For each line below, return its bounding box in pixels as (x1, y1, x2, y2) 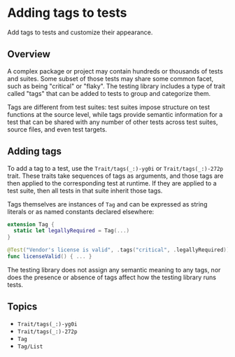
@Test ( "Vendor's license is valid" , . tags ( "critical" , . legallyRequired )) (7, 246, 230, 253)
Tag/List (17, 343, 43, 350)
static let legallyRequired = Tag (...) (13, 227, 130, 234)
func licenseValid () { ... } (7, 253, 92, 260)
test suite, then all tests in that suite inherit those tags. (7, 186, 163, 195)
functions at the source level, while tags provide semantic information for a (7, 110, 223, 118)
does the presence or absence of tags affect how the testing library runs (7, 273, 217, 281)
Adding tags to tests (7, 5, 127, 21)
